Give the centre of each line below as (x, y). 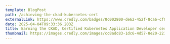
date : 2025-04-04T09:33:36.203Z (39, 24)
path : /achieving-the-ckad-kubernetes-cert (52, 15)
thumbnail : (17, 33)
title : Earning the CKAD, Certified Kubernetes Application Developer (81, 29)
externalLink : (20, 19)
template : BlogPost (26, 10)
